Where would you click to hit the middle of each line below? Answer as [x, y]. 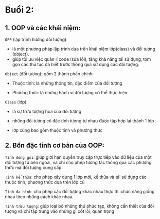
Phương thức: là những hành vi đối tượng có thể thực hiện [70, 93]
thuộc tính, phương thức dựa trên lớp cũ [45, 182]
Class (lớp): [17, 102]
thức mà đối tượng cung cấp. [34, 168]
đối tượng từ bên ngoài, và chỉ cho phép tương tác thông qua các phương [78, 162]
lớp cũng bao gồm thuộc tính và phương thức [57, 130]
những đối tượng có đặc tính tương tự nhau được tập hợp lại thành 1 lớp [83, 121]
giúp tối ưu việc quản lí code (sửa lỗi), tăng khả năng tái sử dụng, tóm [81, 59]
